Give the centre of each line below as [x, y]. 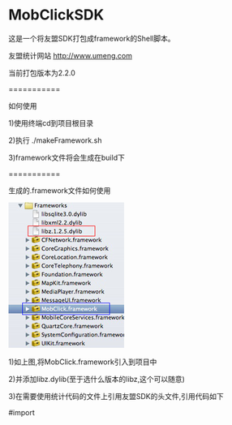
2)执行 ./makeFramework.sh [55, 140]
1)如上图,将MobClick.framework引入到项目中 [83, 362]
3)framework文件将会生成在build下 [67, 157]
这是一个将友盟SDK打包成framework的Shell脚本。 [92, 38]
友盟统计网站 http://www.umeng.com [70, 55]
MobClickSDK [56, 15]
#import [21, 412]
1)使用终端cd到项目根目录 [51, 122]
